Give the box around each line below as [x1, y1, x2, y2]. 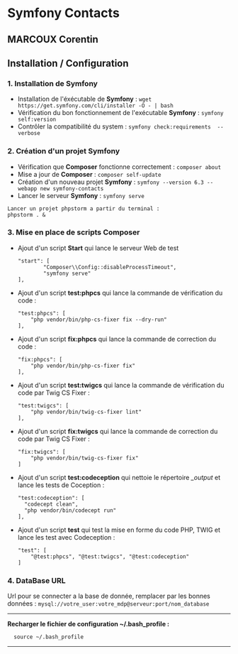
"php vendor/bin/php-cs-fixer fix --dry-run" [30, 316, 168, 323]
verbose [17, 130, 40, 137]
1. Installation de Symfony [7, 78, 98, 88]
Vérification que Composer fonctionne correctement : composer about [17, 162, 222, 171]
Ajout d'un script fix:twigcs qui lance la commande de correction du [17, 427, 218, 435]
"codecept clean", [24, 501, 79, 508]
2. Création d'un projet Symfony [7, 146, 120, 156]
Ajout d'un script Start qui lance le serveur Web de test [17, 244, 179, 252]
